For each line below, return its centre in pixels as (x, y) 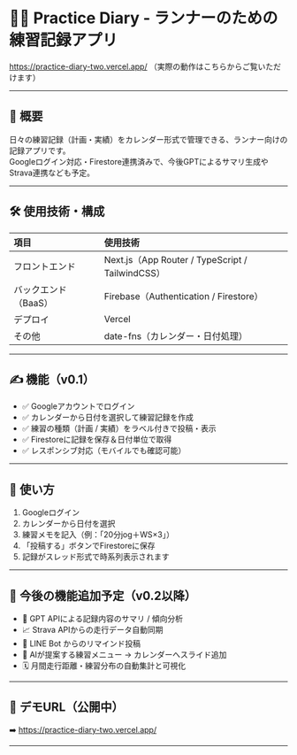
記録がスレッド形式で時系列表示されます (95, 557)
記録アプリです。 (40, 150)
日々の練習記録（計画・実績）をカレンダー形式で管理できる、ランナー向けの (148, 139)
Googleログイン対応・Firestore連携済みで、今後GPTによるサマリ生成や (139, 161)
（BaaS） (33, 303)
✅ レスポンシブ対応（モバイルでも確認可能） (104, 451)
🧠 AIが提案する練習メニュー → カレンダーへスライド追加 (124, 655)
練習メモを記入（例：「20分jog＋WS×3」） (98, 535)
